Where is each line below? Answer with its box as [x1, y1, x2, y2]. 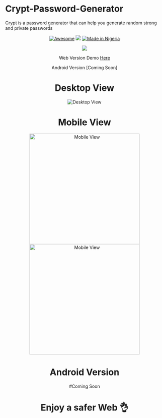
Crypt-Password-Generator [5, 3, 124, 15]
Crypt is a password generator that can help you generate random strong [5, 20, 157, 26]
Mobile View [58, 117, 111, 128]
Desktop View [54, 82, 115, 94]
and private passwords [5, 25, 53, 31]
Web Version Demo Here [58, 55, 111, 61]
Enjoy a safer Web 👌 [40, 402, 129, 413]
